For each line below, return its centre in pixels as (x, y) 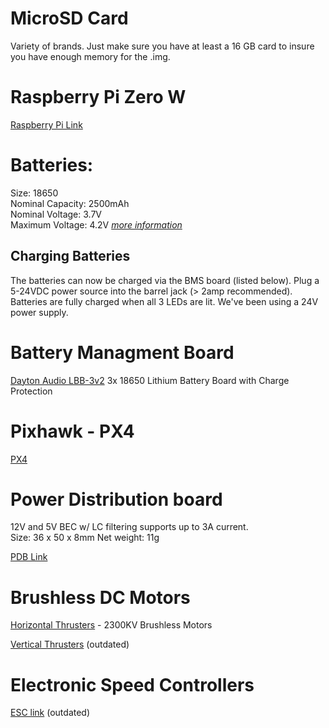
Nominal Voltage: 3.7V (56, 214)
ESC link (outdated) (50, 713)
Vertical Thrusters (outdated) (70, 644)
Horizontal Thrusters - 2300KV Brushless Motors (111, 625)
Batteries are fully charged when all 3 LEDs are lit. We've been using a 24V (164, 301)
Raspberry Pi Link (46, 124)
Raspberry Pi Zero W (98, 97)
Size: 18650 (34, 193)
